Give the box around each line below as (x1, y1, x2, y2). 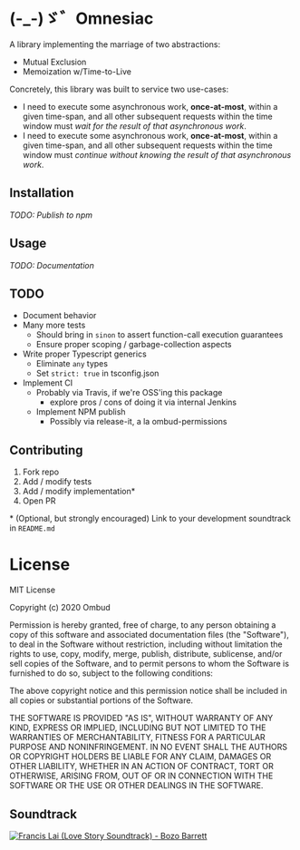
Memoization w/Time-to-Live (22, 65, 131, 77)
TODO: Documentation (9, 259, 95, 270)
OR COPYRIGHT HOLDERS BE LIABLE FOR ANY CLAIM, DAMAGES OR (9, 751, 272, 762)
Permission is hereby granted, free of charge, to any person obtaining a (9, 620, 276, 630)
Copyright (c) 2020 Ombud (9, 602, 111, 613)
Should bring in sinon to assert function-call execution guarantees (35, 329, 284, 340)
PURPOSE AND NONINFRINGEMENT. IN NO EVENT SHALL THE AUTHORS (9, 741, 288, 753)
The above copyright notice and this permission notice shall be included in (9, 686, 287, 697)
